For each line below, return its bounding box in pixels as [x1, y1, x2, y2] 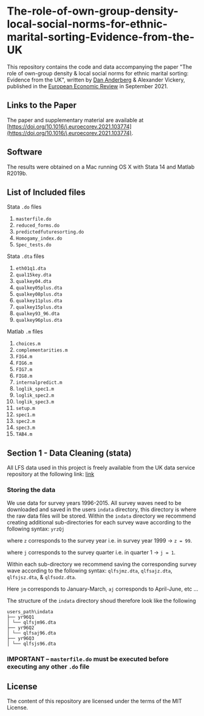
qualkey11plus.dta [15, 298, 63, 304]
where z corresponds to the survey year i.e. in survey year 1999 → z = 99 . [7, 537, 192, 544]
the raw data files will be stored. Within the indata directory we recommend [7, 512, 196, 520]
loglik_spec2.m [15, 392, 55, 399]
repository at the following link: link [7, 470, 95, 478]
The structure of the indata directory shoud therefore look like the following [7, 597, 196, 605]
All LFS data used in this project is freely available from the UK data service [7, 464, 195, 471]
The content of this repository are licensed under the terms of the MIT [7, 698, 182, 705]
